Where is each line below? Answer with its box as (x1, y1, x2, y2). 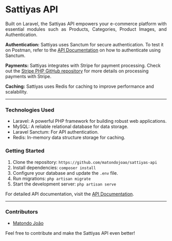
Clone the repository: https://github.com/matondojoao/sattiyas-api (12, 159, 158, 165)
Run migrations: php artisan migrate (12, 175, 91, 181)
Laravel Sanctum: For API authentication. (12, 129, 99, 135)
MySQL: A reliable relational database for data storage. (12, 123, 129, 129)
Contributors (5, 208, 38, 215)
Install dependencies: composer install (12, 164, 96, 171)
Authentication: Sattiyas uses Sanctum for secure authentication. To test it (5, 41, 164, 47)
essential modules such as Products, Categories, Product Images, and (5, 26, 167, 32)
